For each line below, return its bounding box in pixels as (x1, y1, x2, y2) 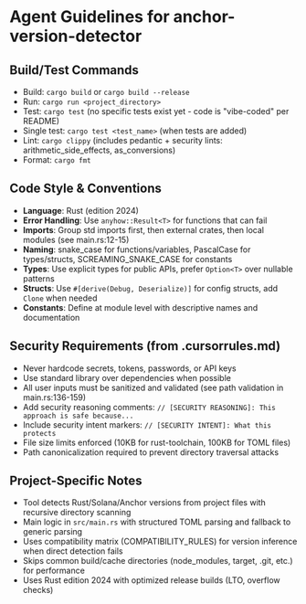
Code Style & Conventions (9, 181, 163, 196)
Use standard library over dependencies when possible (22, 372, 231, 383)
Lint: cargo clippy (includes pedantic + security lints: (22, 135, 224, 145)
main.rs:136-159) (22, 391, 87, 403)
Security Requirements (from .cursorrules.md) (9, 338, 281, 354)
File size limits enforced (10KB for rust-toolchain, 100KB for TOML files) (22, 437, 291, 448)
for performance (22, 565, 85, 577)
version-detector (9, 26, 142, 47)
